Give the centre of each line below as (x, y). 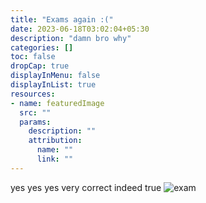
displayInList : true (53, 85)
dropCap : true (40, 66)
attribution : (55, 141)
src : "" (35, 112)
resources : (33, 94)
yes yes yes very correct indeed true (86, 187)
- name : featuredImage (57, 103)
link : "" (55, 159)
